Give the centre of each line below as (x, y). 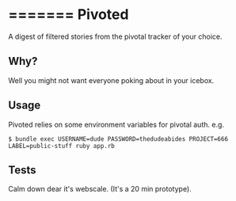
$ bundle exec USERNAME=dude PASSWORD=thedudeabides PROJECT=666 (118, 139)
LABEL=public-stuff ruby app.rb (61, 146)
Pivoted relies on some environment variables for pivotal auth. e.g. (116, 124)
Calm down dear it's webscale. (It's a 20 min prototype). (100, 189)
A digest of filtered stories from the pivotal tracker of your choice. (115, 36)
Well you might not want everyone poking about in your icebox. (111, 80)
